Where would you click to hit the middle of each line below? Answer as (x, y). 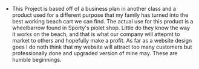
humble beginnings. (37, 60)
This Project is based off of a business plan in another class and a (94, 9)
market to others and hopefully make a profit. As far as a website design (102, 40)
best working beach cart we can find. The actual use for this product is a (103, 21)
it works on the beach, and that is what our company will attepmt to (96, 34)
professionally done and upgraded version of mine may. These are (95, 53)
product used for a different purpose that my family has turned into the (100, 15)
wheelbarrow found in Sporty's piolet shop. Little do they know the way (101, 28)
